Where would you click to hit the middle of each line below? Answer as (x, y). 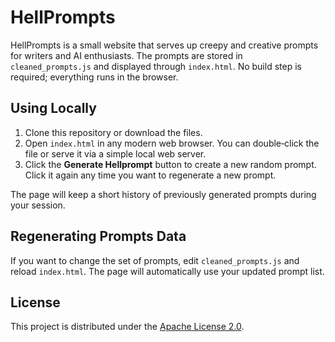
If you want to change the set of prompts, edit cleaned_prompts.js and (155, 260)
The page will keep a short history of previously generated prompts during (163, 194)
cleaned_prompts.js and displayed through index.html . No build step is (156, 66)
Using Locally (53, 108)
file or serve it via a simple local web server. (115, 153)
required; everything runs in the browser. (94, 77)
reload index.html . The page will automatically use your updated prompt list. (167, 271)
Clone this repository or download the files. (113, 132)
